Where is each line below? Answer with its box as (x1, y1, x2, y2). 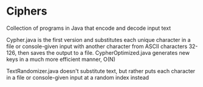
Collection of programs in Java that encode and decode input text (6, 24, 171, 32)
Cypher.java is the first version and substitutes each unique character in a (6, 36, 191, 43)
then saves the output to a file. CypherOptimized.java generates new (18, 49, 190, 56)
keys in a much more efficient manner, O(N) (6, 55, 115, 63)
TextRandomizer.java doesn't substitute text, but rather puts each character (6, 67, 196, 74)
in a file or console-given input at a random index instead (6, 74, 150, 81)
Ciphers (6, 4, 47, 18)
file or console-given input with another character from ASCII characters (6, 43, 188, 50)
